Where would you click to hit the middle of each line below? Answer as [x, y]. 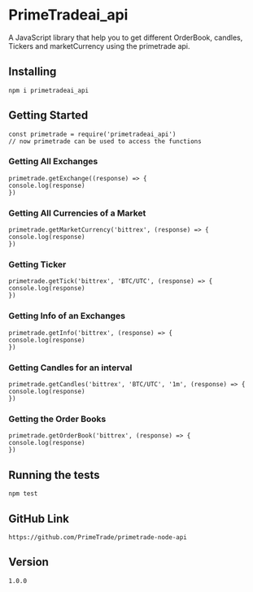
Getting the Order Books [57, 419]
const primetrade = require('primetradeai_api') [92, 134]
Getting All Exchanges [53, 162]
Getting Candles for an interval [70, 368]
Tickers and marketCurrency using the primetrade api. [99, 46]
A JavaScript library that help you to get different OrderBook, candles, [126, 37]
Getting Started [48, 115]
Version [28, 562]
